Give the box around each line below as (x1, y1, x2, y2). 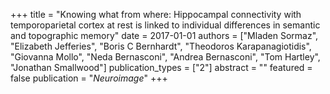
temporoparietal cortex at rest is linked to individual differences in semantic (10, 19, 321, 31)
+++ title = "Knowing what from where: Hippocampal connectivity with (10, 9, 302, 20)
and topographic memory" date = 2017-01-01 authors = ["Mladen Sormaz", (10, 30, 319, 41)
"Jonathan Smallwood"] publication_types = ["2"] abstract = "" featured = (10, 62, 313, 73)
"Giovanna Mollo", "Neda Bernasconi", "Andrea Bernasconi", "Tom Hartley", (10, 51, 321, 63)
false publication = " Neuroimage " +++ (10, 72, 168, 84)
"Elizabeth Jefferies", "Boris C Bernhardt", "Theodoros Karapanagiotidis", (10, 40, 312, 52)
